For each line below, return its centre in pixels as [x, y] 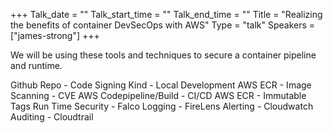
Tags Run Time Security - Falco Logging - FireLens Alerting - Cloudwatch [162, 106]
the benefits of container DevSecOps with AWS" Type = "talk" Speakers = [163, 25]
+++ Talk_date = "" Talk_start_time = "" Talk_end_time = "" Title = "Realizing [166, 14]
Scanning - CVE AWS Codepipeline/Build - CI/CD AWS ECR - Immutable [158, 95]
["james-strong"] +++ [55, 35]
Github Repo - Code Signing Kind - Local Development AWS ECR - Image [161, 85]
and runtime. [36, 65]
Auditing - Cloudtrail [52, 117]
